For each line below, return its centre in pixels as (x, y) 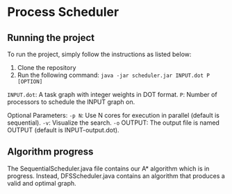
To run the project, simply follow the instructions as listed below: (99, 54)
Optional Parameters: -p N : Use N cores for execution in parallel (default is (114, 115)
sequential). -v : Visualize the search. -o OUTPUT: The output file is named (114, 123)
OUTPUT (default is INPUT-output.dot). (63, 130)
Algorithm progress (50, 152)
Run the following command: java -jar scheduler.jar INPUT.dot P (114, 75)
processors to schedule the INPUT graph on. (71, 102)
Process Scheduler (63, 12)
